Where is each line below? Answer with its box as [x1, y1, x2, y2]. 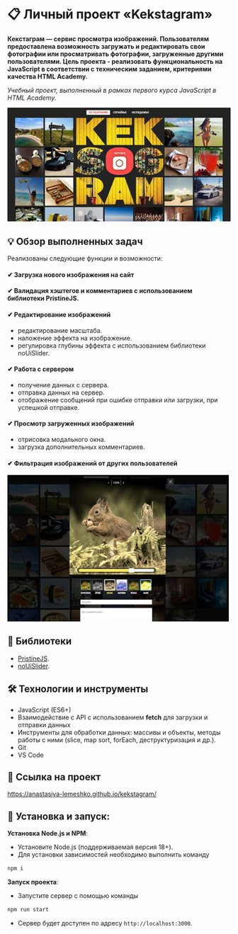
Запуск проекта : [7, 878, 59, 887]
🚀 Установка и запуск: [7, 810, 110, 822]
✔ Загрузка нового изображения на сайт [7, 270, 135, 279]
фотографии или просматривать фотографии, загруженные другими [7, 50, 224, 58]
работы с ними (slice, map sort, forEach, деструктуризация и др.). [17, 735, 216, 744]
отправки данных [17, 720, 71, 729]
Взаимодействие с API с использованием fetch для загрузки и [17, 713, 208, 722]
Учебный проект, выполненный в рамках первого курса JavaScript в [7, 86, 217, 94]
